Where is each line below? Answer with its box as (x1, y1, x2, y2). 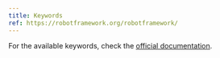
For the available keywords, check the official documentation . (8, 41, 213, 50)
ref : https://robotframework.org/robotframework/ (8, 19, 179, 27)
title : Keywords (8, 11, 63, 20)
